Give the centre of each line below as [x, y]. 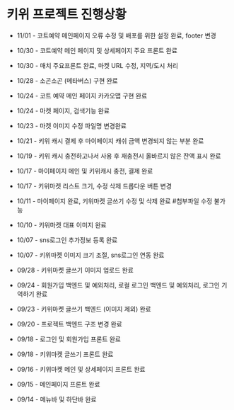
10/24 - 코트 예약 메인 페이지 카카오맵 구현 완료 [82, 96]
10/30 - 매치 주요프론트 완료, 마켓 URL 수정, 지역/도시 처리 [97, 65]
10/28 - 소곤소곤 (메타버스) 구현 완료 [67, 80]
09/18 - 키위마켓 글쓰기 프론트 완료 [65, 354]
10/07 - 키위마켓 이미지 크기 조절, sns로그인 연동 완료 [90, 255]
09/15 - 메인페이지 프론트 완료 [58, 384]
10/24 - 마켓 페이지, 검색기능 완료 [63, 110]
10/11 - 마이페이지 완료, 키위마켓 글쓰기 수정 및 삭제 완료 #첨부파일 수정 [115, 201]
